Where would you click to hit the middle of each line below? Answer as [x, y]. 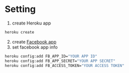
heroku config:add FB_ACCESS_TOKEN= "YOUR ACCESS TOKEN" [64, 65]
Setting [20, 9]
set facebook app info [35, 47]
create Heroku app [31, 23]
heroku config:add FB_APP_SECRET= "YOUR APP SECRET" [60, 61]
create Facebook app [34, 41]
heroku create [20, 32]
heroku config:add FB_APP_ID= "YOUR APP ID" [51, 56]
